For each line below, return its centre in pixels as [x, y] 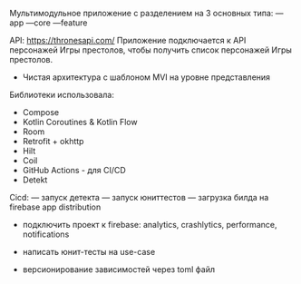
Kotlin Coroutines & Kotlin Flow [80, 122]
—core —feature [57, 23]
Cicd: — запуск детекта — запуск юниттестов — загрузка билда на [139, 197]
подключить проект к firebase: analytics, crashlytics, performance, [150, 225]
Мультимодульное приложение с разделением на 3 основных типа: [141, 13]
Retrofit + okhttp [53, 141]
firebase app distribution [55, 207]
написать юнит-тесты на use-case [89, 252]
